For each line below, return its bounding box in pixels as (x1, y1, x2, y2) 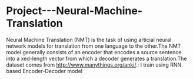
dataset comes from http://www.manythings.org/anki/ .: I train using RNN (6, 61, 182, 68)
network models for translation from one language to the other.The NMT (6, 42, 181, 50)
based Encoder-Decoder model (6, 67, 82, 74)
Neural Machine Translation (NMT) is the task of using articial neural (6, 36, 172, 43)
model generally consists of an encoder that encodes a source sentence (6, 48, 182, 55)
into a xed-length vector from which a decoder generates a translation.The (6, 55, 187, 62)
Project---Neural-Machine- (6, 4, 143, 18)
